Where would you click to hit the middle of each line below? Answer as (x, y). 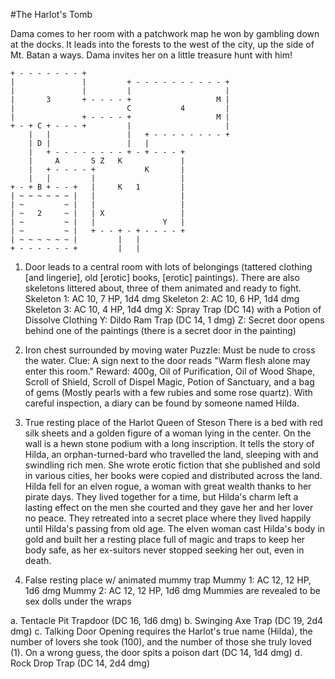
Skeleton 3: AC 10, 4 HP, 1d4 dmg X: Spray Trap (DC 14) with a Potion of (173, 309)
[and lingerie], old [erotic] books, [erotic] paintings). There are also (162, 277)
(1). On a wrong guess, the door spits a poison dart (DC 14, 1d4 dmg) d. (156, 652)
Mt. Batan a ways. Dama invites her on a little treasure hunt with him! (151, 55)
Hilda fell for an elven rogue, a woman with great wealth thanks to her (168, 486)
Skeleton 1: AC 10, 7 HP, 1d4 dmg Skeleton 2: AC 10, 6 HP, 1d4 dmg (162, 298)
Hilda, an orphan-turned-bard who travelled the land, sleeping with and (171, 454)
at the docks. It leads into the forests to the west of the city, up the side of (162, 44)
